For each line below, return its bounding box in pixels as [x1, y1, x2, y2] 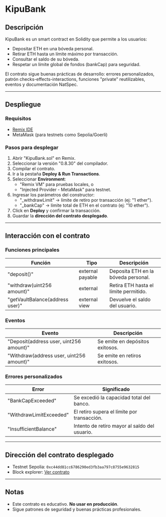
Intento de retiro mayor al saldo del [73, 423, 155, 430]
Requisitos [5, 115, 31, 122]
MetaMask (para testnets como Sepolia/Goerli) [12, 132, 108, 138]
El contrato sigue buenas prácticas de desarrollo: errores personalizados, [5, 71, 155, 77]
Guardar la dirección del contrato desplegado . [12, 213, 109, 219]
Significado [102, 386, 130, 393]
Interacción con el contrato [5, 232, 90, 240]
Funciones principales [5, 247, 60, 254]
